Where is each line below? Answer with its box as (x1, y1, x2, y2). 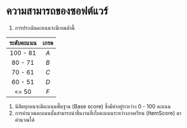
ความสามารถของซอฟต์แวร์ (6, 4, 108, 18)
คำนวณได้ (14, 116, 35, 123)
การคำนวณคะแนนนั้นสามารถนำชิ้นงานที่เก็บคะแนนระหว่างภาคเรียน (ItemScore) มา (14, 109, 182, 117)
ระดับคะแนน (9, 39, 37, 47)
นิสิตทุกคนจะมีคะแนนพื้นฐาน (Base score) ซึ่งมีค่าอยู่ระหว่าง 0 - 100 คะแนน (14, 102, 171, 110)
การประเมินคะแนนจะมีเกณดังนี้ (14, 24, 75, 31)
